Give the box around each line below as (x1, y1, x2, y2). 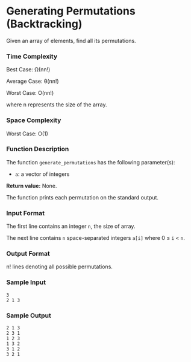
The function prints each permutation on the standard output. (6, 193, 158, 201)
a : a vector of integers (14, 170, 70, 178)
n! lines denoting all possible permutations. (6, 263, 113, 270)
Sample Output (6, 311, 51, 320)
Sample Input (6, 278, 46, 286)
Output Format (6, 250, 50, 258)
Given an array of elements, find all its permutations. (6, 37, 137, 44)
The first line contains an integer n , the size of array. (6, 222, 136, 230)
